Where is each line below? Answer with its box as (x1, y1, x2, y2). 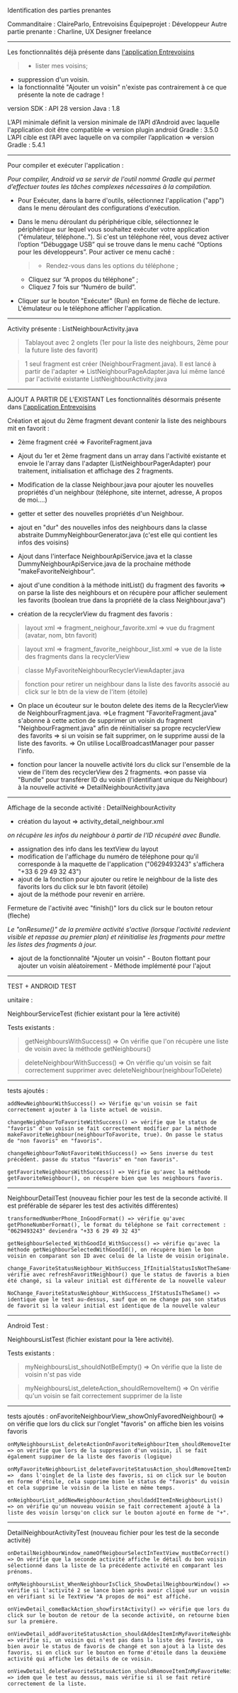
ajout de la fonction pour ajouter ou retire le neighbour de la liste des (17, 875, 218, 883)
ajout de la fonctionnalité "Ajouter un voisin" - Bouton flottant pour (17, 954, 211, 962)
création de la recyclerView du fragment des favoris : (17, 610, 173, 618)
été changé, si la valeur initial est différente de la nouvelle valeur (7, 1277, 227, 1284)
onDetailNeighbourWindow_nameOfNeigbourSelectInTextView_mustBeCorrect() (7, 1549, 230, 1557)
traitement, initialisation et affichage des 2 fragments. (17, 467, 174, 475)
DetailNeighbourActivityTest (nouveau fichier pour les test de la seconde (7, 1528, 220, 1537)
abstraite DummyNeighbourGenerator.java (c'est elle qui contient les (17, 531, 218, 539)
